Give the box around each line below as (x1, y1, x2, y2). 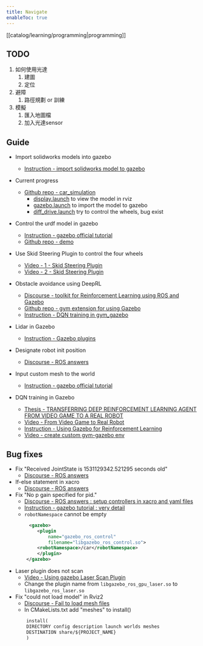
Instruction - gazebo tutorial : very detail (24, 504, 125, 511)
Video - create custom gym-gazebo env (24, 432, 125, 439)
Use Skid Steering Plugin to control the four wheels (15, 250, 143, 258)
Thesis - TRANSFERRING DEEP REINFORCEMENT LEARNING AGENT (24, 406, 197, 413)
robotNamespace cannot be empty (24, 510, 107, 518)
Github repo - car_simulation (24, 189, 96, 196)
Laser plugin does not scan (15, 567, 84, 575)
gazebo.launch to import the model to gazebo (33, 202, 148, 209)
